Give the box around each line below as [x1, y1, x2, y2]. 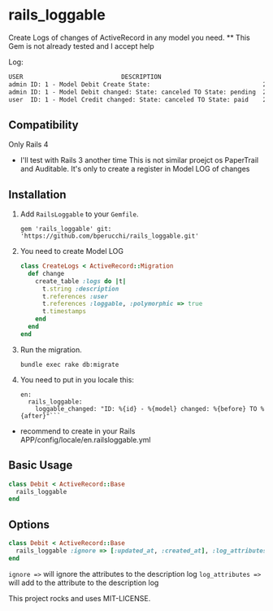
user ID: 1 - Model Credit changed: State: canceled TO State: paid [8, 95, 249, 103]
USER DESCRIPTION [8, 72, 162, 81]
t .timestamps [41, 308, 87, 316]
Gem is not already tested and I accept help [8, 41, 154, 50]
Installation [8, 187, 67, 201]
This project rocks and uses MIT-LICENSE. [8, 593, 151, 603]
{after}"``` [19, 412, 61, 420]
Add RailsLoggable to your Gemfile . [19, 209, 139, 219]
